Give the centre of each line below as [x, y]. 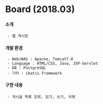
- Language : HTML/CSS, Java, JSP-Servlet [53, 63]
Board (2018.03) [40, 9]
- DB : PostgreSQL [27, 68]
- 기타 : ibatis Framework [35, 73]
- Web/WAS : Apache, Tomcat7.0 [40, 59]
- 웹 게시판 [18, 36]
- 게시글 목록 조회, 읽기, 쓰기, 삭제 [41, 97]
